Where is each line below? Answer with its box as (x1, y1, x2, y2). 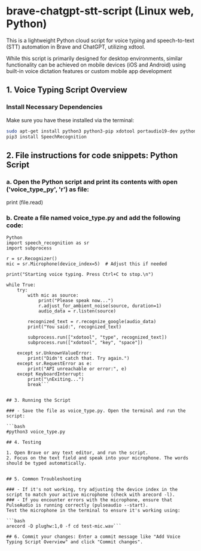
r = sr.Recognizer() (6, 256, 58, 262)
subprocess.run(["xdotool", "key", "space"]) (28, 340, 144, 346)
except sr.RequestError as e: (17, 361, 93, 367)
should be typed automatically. (6, 460, 87, 466)
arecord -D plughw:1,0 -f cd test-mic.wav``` (6, 523, 121, 529)
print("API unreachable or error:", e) (28, 366, 127, 372)
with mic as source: (28, 293, 79, 299)
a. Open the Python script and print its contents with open (6, 177, 178, 186)
